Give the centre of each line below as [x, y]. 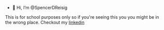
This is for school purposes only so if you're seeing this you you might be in [82, 17]
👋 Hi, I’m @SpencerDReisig [40, 8]
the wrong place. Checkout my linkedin [45, 22]
